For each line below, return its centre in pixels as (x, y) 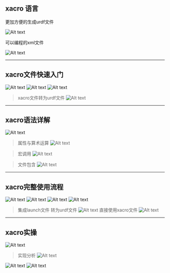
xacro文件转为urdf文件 (41, 98)
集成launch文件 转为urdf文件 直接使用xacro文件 (78, 210)
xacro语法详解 (28, 120)
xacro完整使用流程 (34, 187)
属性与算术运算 (33, 143)
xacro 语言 (22, 9)
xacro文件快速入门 (34, 75)
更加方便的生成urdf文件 (30, 22)
